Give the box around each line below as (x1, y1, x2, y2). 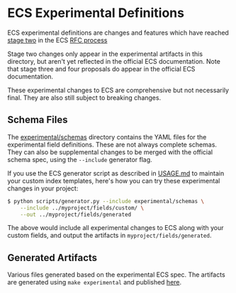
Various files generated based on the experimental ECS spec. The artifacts (7, 270, 225, 279)
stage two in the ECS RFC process (7, 35, 108, 44)
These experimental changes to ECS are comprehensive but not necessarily (7, 86, 229, 94)
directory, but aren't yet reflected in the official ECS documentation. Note (7, 57, 221, 65)
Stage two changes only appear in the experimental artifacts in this (7, 50, 203, 58)
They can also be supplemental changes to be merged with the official (7, 147, 213, 156)
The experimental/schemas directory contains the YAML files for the (7, 132, 207, 141)
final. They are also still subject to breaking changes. (7, 93, 162, 102)
